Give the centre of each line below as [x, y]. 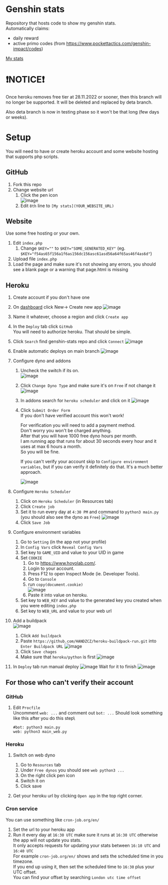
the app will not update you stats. [47, 840]
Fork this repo [27, 184]
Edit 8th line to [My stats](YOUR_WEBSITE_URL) [67, 206]
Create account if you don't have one [51, 297]
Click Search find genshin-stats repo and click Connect [68, 342]
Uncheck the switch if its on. [50, 371]
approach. [31, 472]
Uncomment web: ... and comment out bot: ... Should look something [88, 713]
